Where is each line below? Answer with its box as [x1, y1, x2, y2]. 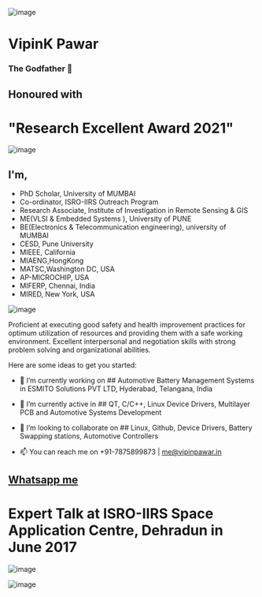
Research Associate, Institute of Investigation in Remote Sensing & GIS [19, 206, 249, 215]
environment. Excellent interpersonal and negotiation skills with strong [8, 337, 236, 346]
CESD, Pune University [19, 239, 94, 248]
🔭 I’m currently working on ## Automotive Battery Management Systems [19, 375, 255, 386]
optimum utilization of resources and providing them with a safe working [8, 328, 243, 338]
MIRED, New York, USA [19, 289, 95, 299]
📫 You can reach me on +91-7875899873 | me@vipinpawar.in [19, 447, 222, 457]
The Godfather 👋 [8, 63, 73, 74]
